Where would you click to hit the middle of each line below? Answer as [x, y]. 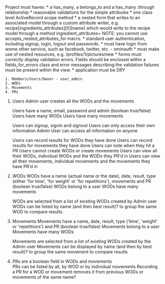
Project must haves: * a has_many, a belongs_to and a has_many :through [80, 7]
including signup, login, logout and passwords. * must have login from [76, 44]
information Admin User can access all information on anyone [75, 131]
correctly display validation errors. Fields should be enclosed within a [76, 59]
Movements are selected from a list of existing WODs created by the [82, 241]
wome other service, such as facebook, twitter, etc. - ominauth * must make [82, 49]
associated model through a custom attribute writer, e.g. [62, 23]
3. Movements [18, 88]
